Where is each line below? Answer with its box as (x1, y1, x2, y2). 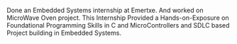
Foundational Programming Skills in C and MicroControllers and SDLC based (6, 21, 230, 29)
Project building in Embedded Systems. (6, 28, 122, 37)
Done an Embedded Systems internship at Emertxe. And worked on (6, 6, 204, 14)
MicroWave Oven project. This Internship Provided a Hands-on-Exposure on (6, 13, 229, 22)
